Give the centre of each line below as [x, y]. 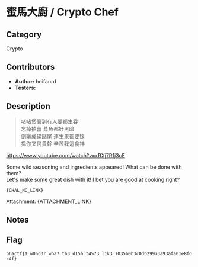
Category [24, 34]
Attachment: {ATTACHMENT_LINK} [49, 201]
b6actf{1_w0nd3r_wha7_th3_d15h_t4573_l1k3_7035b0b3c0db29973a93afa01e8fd [99, 253]
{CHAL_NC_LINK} [25, 190]
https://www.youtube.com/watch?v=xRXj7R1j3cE [66, 155]
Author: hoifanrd [35, 81]
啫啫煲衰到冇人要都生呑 [49, 121]
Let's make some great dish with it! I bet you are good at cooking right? [93, 179]
